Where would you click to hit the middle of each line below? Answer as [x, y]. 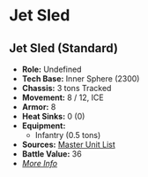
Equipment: [44, 126]
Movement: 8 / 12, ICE [63, 97]
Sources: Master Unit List [69, 144]
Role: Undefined [52, 69]
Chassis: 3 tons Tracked [67, 88]
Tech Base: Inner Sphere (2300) [81, 79]
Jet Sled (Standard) [64, 48]
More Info [40, 163]
